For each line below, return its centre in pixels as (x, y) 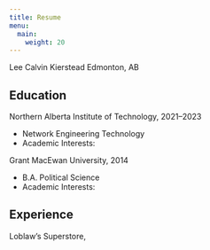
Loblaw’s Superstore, (48, 236)
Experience (41, 215)
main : (27, 34)
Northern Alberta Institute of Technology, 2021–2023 (105, 117)
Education (38, 95)
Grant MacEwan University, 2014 (69, 160)
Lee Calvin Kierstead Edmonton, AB (74, 67)
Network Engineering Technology (83, 134)
